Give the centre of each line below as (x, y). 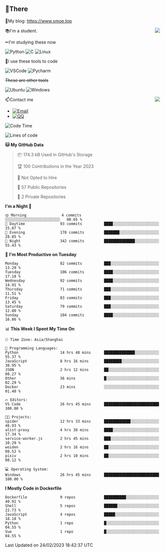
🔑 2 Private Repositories (41, 197)
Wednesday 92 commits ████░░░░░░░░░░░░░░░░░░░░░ (82, 281)
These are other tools (27, 80)
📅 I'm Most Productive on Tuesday (41, 254)
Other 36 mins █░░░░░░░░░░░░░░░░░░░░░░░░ (82, 378)
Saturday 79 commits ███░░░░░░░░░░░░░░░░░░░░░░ (82, 306)
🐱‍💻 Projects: (18, 417)
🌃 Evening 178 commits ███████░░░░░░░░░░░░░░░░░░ (82, 232)
